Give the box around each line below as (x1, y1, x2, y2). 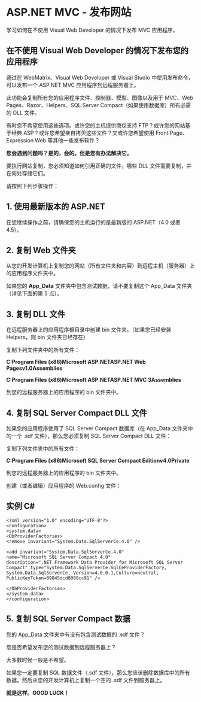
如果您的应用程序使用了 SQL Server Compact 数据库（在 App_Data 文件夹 (6, 425, 188, 431)
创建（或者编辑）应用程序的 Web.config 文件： (6, 482, 121, 489)
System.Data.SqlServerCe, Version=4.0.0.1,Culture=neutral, (6, 570, 160, 576)
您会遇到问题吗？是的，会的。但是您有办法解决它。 (6, 149, 132, 156)
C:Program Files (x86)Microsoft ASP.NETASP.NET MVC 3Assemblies (6, 376, 181, 384)
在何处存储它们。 (6, 169, 48, 177)
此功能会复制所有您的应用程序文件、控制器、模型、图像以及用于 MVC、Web (6, 94, 193, 101)
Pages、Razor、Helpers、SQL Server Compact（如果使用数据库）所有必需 (6, 101, 191, 108)
